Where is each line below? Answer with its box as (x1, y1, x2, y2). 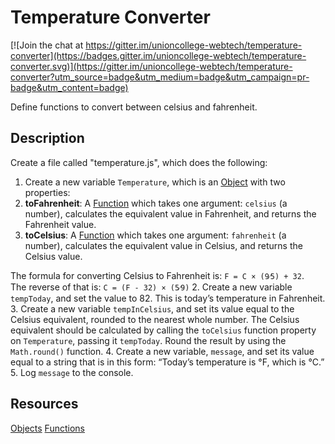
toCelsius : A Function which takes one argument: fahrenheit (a (24, 229, 287, 241)
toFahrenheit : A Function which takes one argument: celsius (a (24, 197, 288, 209)
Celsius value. (24, 250, 83, 262)
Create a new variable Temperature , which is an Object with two (24, 176, 286, 188)
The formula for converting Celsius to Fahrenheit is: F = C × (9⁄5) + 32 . (10, 269, 305, 281)
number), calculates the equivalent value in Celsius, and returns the (24, 239, 303, 251)
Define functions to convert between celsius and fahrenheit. (10, 101, 258, 113)
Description (10, 130, 85, 147)
